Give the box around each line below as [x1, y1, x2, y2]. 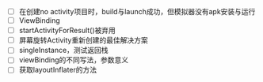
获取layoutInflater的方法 [18, 65, 97, 75]
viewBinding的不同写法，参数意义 [18, 55, 129, 65]
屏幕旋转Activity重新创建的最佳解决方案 [18, 35, 148, 45]
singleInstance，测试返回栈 [18, 46, 109, 55]
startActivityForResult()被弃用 [18, 26, 116, 35]
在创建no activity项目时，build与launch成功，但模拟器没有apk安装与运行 [18, 7, 256, 16]
